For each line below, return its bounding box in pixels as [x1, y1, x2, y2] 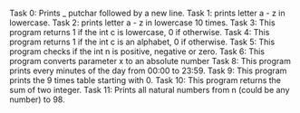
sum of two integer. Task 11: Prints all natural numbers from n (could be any [9, 85, 290, 95]
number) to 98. [9, 94, 65, 105]
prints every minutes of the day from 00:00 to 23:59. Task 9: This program [9, 65, 287, 76]
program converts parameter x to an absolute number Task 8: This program [9, 56, 292, 66]
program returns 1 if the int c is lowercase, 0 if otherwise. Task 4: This [9, 27, 270, 37]
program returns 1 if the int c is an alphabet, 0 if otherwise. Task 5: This [9, 36, 276, 47]
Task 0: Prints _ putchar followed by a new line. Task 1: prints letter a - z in [9, 8, 285, 18]
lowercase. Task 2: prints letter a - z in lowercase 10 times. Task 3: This [9, 17, 276, 28]
